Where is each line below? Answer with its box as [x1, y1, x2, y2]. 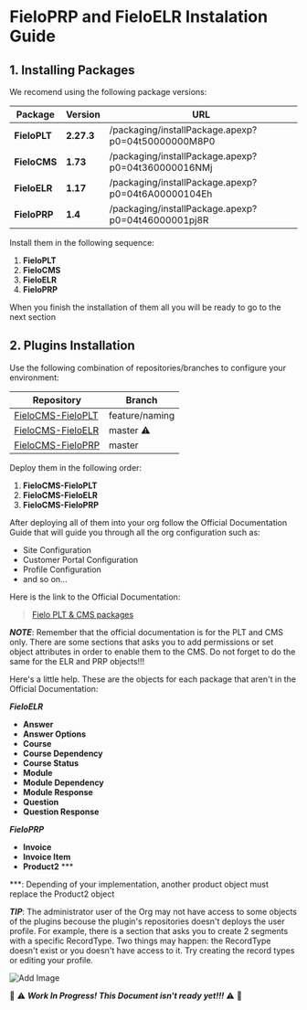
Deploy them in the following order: [9, 462, 143, 473]
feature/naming [108, 409, 175, 421]
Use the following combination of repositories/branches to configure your [9, 362, 286, 373]
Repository [32, 393, 82, 406]
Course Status [22, 757, 79, 769]
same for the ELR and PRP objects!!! [9, 655, 145, 666]
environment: [9, 372, 59, 383]
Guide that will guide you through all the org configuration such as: [9, 526, 260, 537]
